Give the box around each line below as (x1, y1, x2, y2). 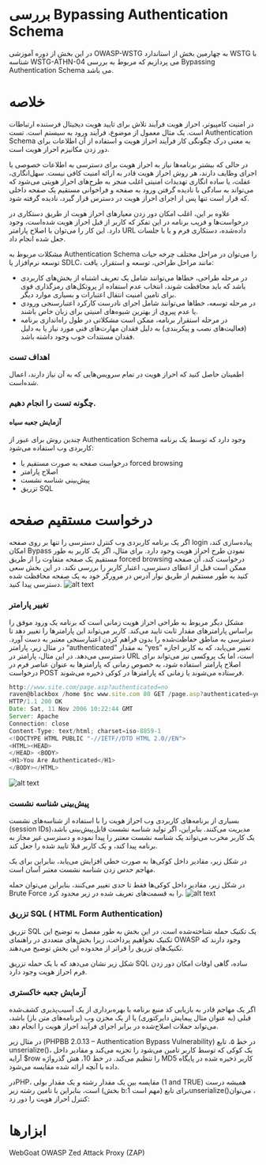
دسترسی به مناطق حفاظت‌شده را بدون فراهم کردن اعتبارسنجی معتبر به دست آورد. (9, 634, 255, 644)
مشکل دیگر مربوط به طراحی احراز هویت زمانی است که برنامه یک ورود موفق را (9, 617, 244, 626)
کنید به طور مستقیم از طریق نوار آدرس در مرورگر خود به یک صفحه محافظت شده (9, 571, 249, 581)
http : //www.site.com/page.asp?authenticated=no (9, 683, 169, 691)
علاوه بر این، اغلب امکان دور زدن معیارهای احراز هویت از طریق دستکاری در (9, 208, 231, 218)
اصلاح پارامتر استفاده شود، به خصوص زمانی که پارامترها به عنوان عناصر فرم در (9, 659, 242, 669)
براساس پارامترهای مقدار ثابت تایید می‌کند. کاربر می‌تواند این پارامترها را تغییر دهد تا (9, 626, 253, 635)
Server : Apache (9, 713, 59, 721)
